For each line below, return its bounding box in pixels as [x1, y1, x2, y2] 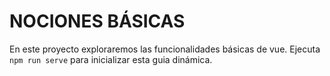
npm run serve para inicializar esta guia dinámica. [9, 53, 213, 65]
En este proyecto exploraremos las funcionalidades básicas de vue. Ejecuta [9, 43, 321, 55]
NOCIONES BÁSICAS [9, 10, 186, 33]
